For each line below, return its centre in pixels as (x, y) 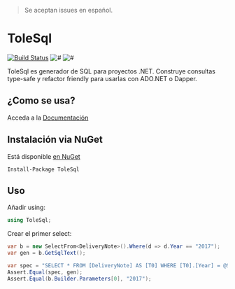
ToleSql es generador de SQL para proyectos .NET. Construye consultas (111, 71)
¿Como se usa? (41, 101)
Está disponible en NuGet (44, 156)
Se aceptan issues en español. (69, 10)
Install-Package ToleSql (43, 169)
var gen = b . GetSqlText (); (47, 253)
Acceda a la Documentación (48, 118)
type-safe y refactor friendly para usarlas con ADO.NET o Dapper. (102, 78)
